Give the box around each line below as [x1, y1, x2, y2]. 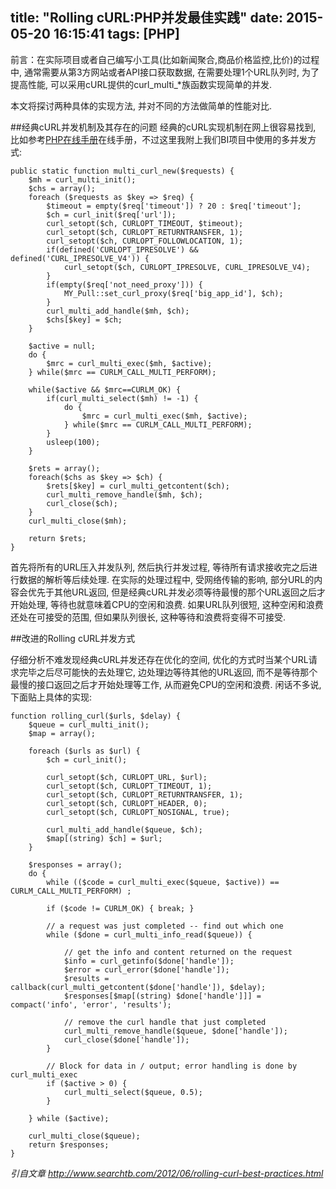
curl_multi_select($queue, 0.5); [63, 1087, 203, 1097]
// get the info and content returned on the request [63, 947, 293, 957]
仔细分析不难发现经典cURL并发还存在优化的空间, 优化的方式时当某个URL [10, 653, 309, 665]
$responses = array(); [28, 859, 123, 870]
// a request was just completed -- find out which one [46, 921, 284, 931]
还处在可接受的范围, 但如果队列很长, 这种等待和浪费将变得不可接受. [10, 611, 286, 623]
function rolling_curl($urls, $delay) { [10, 711, 182, 721]
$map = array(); [28, 728, 97, 738]
